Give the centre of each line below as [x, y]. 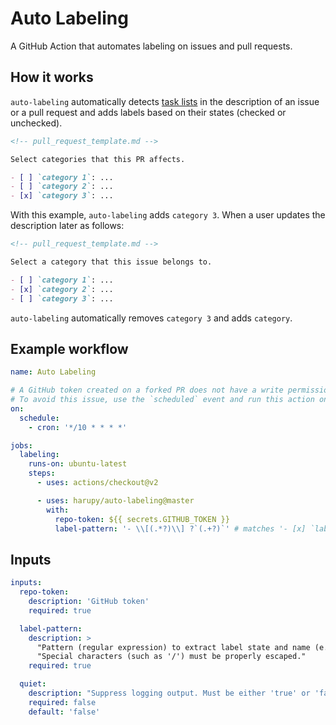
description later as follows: [67, 226]
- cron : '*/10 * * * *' [78, 427]
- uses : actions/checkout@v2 [97, 483]
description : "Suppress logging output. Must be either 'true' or [169, 693]
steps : [42, 473]
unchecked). [36, 123]
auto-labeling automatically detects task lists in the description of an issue [165, 101]
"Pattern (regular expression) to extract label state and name [173, 647]
